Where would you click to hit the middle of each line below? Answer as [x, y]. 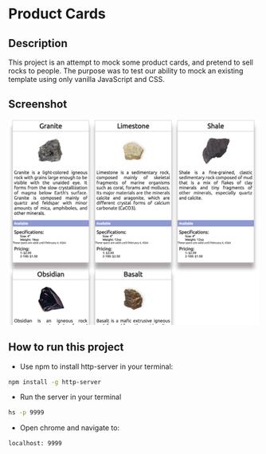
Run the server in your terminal [70, 397]
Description [38, 43]
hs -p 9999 [26, 413]
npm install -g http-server [55, 382]
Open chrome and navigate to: [70, 428]
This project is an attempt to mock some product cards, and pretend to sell [131, 62]
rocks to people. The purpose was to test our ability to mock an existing [126, 71]
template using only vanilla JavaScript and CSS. [86, 79]
